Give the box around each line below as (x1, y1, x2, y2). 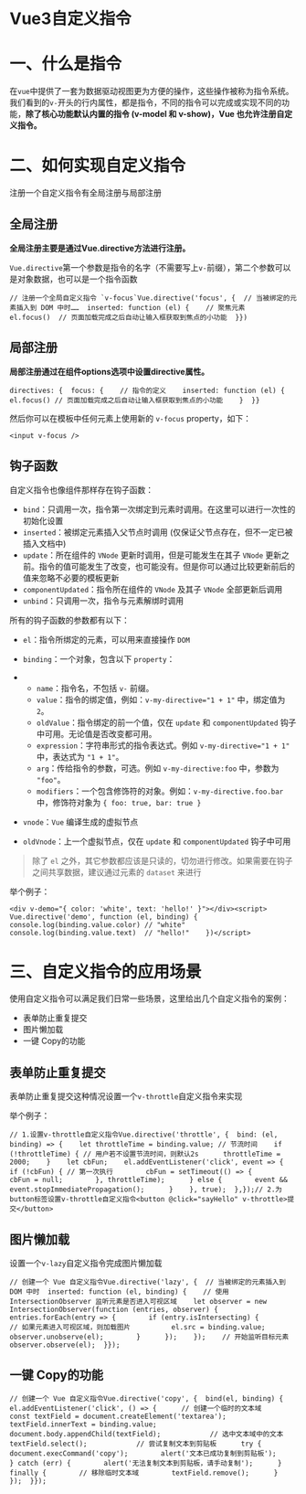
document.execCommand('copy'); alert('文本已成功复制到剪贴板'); (9, 1448, 277, 1458)
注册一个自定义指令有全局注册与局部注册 (9, 187, 162, 198)
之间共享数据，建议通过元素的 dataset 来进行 (31, 866, 202, 878)
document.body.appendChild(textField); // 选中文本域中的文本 (9, 1429, 284, 1438)
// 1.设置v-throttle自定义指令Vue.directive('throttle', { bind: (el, (9, 1130, 279, 1139)
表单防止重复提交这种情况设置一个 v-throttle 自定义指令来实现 (9, 1091, 243, 1102)
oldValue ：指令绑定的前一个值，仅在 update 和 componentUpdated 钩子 (36, 717, 297, 728)
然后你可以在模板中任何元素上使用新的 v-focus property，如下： (9, 412, 251, 423)
